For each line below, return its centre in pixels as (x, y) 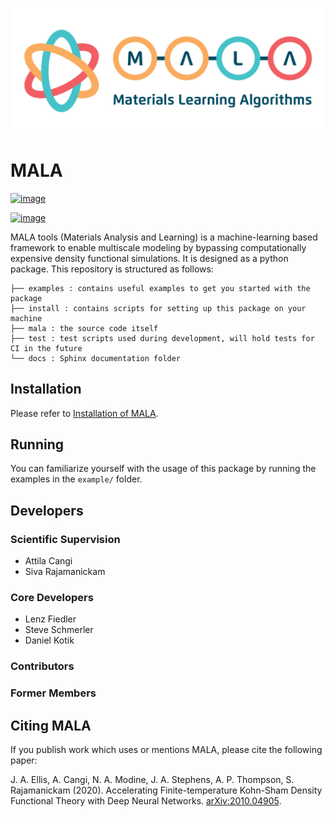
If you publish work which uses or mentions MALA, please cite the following (166, 750)
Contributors (42, 666)
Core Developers (52, 597)
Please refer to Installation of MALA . (84, 413)
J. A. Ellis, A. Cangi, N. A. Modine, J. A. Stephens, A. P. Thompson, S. (152, 780)
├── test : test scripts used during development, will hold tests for (162, 338)
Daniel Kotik (49, 640)
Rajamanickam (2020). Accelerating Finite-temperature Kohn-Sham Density (166, 790)
